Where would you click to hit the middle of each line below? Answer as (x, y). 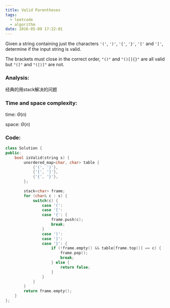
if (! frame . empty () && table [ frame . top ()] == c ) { (106, 248)
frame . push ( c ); (67, 220)
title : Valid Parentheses (33, 10)
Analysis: (17, 78)
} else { (60, 263)
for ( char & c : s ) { (46, 196)
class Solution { (24, 148)
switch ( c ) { (45, 200)
